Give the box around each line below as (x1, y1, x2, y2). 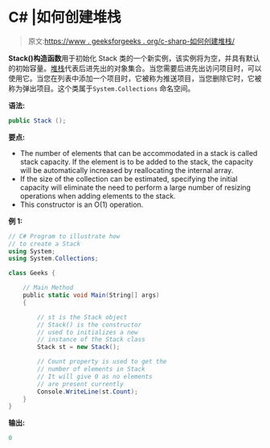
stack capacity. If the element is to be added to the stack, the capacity (19, 157, 253, 166)
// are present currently (37, 380, 125, 388)
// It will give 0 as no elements (37, 372, 153, 380)
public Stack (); (8, 117, 67, 125)
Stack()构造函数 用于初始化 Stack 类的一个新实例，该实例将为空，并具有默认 (8, 53, 260, 63)
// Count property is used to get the (37, 358, 167, 366)
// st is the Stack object (37, 313, 128, 321)
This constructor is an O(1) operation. (19, 199, 144, 209)
